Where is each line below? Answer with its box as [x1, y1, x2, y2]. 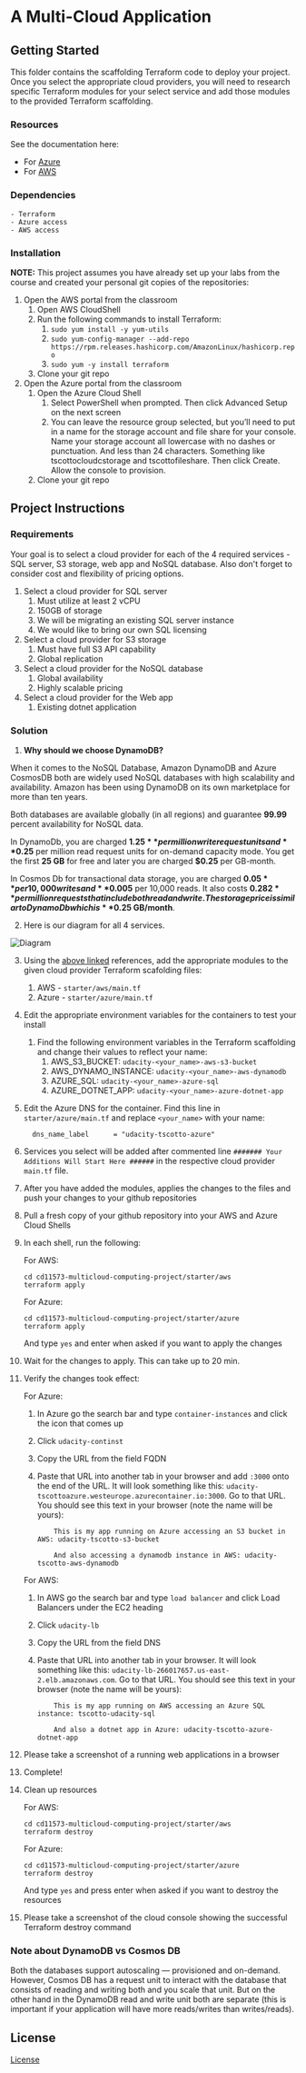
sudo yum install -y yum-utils [50, 324, 169, 334]
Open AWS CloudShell [36, 304, 121, 314]
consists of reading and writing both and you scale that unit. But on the [10, 1984, 276, 1996]
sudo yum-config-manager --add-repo [50, 334, 190, 344]
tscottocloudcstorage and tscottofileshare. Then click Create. [50, 454, 281, 465]
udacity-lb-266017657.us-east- [111, 1666, 231, 1675]
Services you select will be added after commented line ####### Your [23, 1145, 282, 1156]
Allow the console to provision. [50, 464, 166, 475]
